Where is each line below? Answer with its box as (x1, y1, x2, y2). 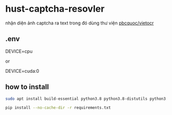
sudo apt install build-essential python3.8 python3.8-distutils (5, 96, 147, 101)
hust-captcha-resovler (5, 3, 105, 15)
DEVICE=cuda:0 (5, 68, 39, 74)
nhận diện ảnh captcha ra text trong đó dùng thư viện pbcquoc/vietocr (5, 20, 154, 26)
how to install (5, 82, 49, 92)
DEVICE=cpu (5, 48, 33, 54)
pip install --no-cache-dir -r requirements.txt (5, 105, 111, 110)
